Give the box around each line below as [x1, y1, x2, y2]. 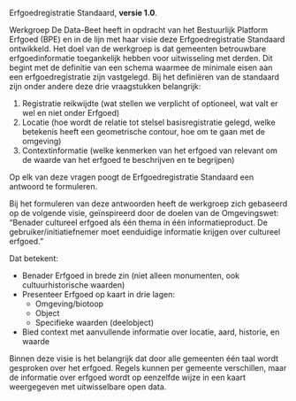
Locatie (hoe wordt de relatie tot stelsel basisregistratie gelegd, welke [21, 117, 276, 127]
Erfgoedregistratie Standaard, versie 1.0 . [9, 8, 157, 18]
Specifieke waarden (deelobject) [34, 318, 155, 328]
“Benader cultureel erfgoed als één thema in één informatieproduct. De [9, 217, 268, 227]
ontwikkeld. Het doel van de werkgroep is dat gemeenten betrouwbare [9, 43, 267, 54]
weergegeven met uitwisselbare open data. [9, 382, 167, 392]
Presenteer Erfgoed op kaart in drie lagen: [21, 289, 175, 299]
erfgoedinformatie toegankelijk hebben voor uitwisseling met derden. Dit [9, 53, 273, 63]
